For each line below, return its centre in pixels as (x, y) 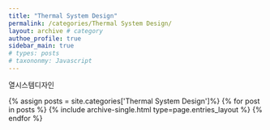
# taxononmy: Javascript (50, 61)
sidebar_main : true (41, 46)
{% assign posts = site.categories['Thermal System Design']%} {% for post (134, 101)
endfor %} (26, 118)
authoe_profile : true (45, 38)
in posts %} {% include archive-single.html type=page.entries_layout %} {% (135, 109)
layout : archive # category (56, 31)
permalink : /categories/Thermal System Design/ (90, 23)
